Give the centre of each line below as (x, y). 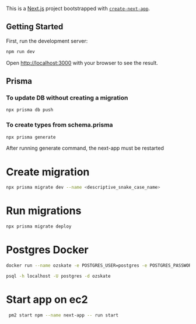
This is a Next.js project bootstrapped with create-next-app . (78, 8)
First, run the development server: (47, 41)
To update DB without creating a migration (67, 98)
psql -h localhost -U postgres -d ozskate (58, 276)
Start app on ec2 (47, 299)
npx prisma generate (31, 137)
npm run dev (20, 51)
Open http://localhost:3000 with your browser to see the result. (82, 63)
